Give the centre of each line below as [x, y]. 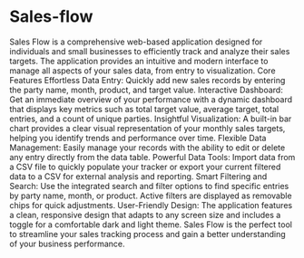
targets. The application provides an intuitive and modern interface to [139, 61]
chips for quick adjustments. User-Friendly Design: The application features [151, 205]
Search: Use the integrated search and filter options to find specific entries [149, 186]
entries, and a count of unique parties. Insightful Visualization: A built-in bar [151, 119]
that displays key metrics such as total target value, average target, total [144, 109]
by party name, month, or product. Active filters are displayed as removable [151, 196]
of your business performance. [67, 244]
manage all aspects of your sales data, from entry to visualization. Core [142, 71]
